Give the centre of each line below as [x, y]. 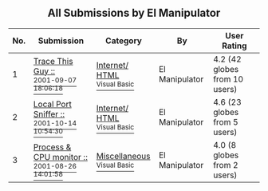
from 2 [225, 165]
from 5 [225, 121]
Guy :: [44, 71]
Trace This [53, 61]
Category [123, 41]
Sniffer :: [49, 113]
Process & [52, 147]
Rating [235, 46]
